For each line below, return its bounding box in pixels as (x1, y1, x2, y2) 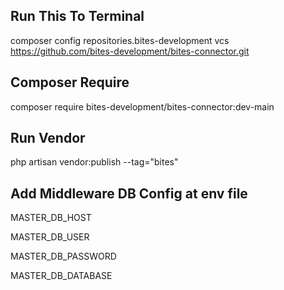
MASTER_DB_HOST (10, 212, 92, 224)
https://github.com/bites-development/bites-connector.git (10, 45, 250, 57)
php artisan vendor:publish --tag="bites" (10, 156, 179, 168)
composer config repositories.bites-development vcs (10, 34, 230, 46)
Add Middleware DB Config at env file (10, 185, 248, 202)
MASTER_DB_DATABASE (10, 270, 113, 282)
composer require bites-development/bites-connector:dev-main (10, 100, 275, 113)
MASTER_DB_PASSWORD (10, 250, 117, 263)
